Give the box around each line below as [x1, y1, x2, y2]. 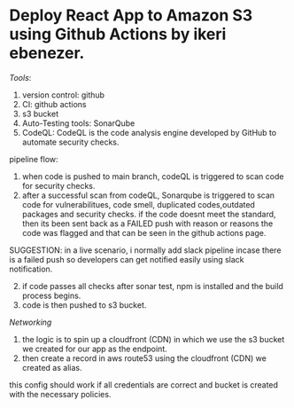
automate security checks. [21, 137, 120, 147]
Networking [9, 317, 52, 327]
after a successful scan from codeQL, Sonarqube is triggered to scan [21, 190, 275, 200]
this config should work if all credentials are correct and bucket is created [9, 379, 279, 390]
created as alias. [21, 362, 82, 373]
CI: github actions [21, 98, 87, 109]
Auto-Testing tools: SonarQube [21, 117, 135, 129]
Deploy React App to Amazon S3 [9, 5, 253, 26]
